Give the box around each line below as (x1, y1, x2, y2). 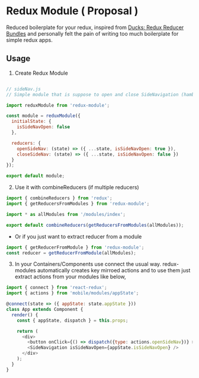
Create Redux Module (14, 69, 68, 77)
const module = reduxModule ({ (6, 113, 81, 119)
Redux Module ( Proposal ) (6, 4, 139, 18)
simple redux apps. (6, 36, 53, 43)
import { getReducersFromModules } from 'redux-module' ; (6, 201, 150, 207)
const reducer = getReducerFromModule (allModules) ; (6, 250, 136, 256)
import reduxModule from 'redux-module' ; (6, 102, 110, 108)
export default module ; (6, 173, 65, 179)
